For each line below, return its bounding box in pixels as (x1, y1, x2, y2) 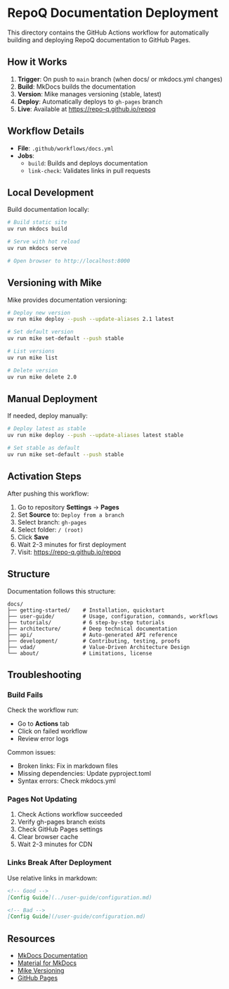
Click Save (17, 533, 49, 541)
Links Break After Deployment (7, 857, 112, 867)
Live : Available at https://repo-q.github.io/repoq (17, 104, 156, 113)
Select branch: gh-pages (17, 517, 87, 526)
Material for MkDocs (17, 959, 77, 967)
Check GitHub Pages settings (17, 825, 103, 833)
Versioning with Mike (7, 277, 102, 289)
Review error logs (17, 734, 69, 743)
